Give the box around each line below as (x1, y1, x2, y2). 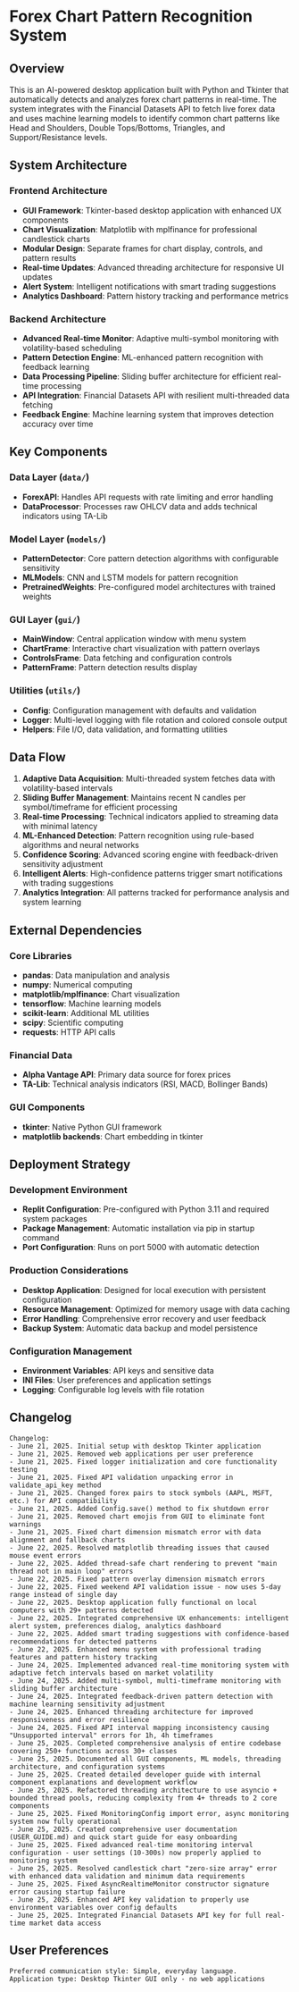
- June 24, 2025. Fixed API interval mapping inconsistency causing (9, 1723, 270, 1732)
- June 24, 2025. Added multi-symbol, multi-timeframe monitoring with (9, 1676, 281, 1685)
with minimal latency (21, 820, 98, 832)
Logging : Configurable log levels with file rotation (21, 1383, 205, 1395)
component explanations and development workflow (9, 1778, 198, 1786)
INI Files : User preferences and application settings (21, 1374, 212, 1385)
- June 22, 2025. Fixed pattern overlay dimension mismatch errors (9, 1575, 266, 1584)
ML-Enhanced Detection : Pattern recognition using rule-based (21, 830, 254, 841)
